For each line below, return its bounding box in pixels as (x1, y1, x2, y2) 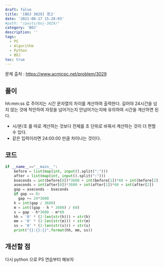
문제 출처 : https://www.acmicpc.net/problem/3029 (5, 71, 107, 77)
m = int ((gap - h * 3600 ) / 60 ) (14, 205, 80, 210)
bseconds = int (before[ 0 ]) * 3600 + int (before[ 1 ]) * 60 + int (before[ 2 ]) (14, 178, 161, 183)
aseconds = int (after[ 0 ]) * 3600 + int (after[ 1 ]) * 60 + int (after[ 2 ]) (14, 183, 154, 187)
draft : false (5, 7, 32, 12)
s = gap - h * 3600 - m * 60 (14, 209, 64, 215)
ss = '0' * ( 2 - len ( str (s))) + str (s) (14, 223, 91, 228)
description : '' (5, 30, 38, 35)
